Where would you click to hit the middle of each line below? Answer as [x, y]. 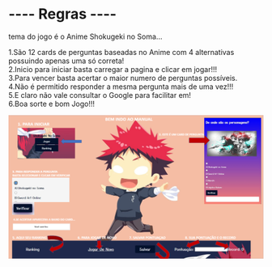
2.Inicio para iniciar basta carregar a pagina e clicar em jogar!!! [113, 69]
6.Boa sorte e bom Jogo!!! [52, 104]
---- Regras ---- [63, 14]
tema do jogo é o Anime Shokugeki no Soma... [85, 36]
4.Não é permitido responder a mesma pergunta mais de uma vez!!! [121, 87]
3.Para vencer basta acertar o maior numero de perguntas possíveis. [123, 78]
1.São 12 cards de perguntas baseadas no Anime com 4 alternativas [121, 52]
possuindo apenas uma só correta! [66, 61]
